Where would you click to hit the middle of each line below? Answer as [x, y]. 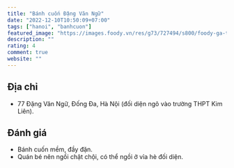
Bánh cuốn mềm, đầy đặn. [55, 149]
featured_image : [31, 33]
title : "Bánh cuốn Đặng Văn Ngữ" [56, 14]
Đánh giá [27, 133]
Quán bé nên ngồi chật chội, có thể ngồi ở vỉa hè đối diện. [100, 157]
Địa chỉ [23, 87]
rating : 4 [22, 46]
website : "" [24, 59]
